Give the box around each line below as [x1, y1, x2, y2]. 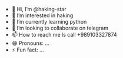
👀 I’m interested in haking [11, 12, 74, 19]
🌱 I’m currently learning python [11, 18, 87, 25]
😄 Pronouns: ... [11, 40, 50, 47]
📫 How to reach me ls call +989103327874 [11, 31, 117, 38]
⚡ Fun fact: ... [11, 46, 44, 53]
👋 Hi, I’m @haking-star [11, 6, 67, 12]
